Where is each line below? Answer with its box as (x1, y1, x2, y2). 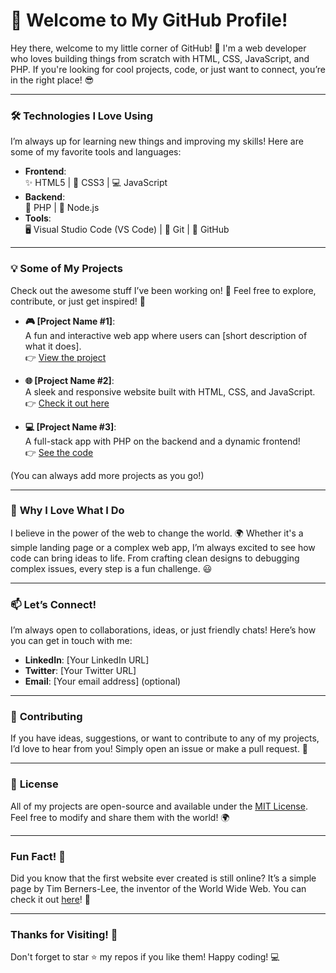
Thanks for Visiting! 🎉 (10, 927, 118, 941)
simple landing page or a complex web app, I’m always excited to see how (10, 541, 316, 553)
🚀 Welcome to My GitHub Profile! (10, 9, 288, 32)
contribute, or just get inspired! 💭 (10, 295, 146, 307)
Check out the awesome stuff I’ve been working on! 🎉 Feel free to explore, (10, 284, 317, 296)
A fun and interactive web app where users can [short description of (24, 329, 308, 341)
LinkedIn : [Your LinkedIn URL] (24, 654, 150, 666)
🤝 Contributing (10, 710, 83, 724)
